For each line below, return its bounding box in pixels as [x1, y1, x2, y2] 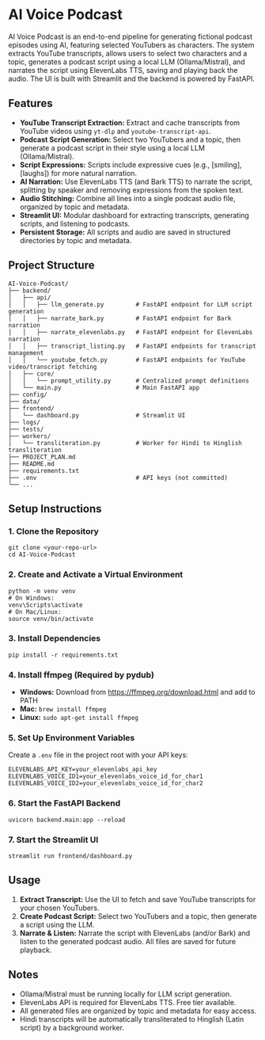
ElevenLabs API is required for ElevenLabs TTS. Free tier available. [19, 997, 237, 1007]
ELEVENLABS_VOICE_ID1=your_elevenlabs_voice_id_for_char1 [8, 772, 203, 781]
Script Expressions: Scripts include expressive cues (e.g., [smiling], [19, 160, 243, 170]
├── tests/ [8, 425, 44, 433]
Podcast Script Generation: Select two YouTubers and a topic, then [19, 135, 241, 144]
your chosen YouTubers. [19, 903, 100, 912]
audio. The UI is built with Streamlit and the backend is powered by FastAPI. [8, 74, 256, 83]
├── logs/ [8, 418, 41, 426]
